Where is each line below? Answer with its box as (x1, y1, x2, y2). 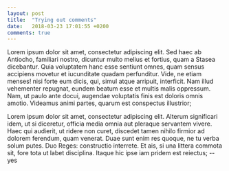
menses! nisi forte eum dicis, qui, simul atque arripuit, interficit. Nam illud (7, 77, 214, 86)
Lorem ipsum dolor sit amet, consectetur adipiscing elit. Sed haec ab (7, 48, 201, 56)
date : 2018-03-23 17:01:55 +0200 (7, 23, 109, 30)
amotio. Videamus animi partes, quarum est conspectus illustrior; (7, 99, 192, 107)
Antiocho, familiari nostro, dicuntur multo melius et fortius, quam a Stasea (7, 56, 215, 64)
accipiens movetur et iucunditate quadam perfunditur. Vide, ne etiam (7, 70, 201, 78)
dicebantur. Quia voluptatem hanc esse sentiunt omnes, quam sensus (7, 62, 205, 71)
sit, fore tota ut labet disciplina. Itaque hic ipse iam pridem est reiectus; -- (7, 149, 215, 157)
